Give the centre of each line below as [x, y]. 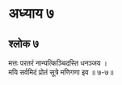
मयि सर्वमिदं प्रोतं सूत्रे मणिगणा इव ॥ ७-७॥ [61, 72]
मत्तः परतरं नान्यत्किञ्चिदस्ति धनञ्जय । [58, 63]
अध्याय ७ [32, 13]
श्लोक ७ [23, 43]
